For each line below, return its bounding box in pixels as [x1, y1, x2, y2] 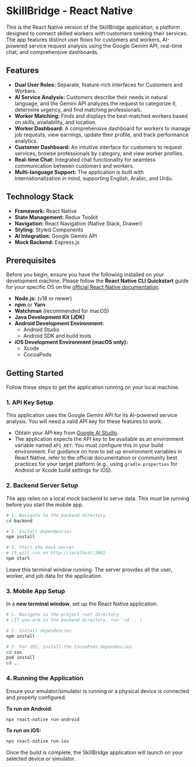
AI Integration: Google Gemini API [14, 232, 98, 239]
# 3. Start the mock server [6, 544, 75, 550]
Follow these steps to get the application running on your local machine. [6, 383, 180, 391]
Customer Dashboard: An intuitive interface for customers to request [14, 143, 183, 150]
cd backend [6, 518, 33, 524]
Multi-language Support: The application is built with [14, 169, 145, 176]
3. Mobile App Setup [6, 587, 66, 595]
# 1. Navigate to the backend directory [6, 512, 106, 518]
